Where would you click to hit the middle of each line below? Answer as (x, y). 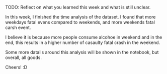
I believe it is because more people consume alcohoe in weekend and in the (84, 37)
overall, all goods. (23, 57)
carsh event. (18, 27)
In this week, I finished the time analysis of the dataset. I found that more (80, 17)
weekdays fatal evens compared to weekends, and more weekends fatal (80, 22)
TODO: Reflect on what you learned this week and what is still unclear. (78, 7)
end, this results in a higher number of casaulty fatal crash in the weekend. (83, 42)
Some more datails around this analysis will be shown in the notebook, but (82, 52)
